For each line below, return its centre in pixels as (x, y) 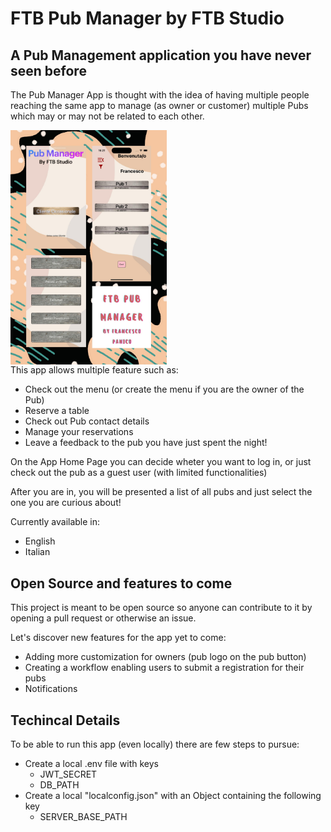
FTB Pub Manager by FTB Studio (147, 18)
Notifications (51, 689)
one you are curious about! (66, 503)
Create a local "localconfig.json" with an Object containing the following (173, 795)
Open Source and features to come (121, 583)
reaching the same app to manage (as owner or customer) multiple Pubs (159, 105)
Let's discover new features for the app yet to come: (118, 638)
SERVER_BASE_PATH (83, 816)
